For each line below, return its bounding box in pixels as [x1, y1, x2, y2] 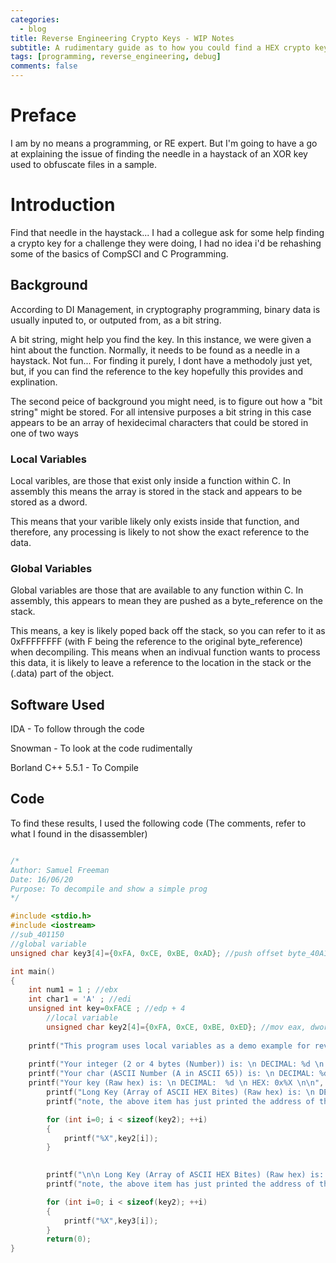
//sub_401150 [10, 930, 65, 940]
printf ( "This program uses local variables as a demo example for [28, 1041, 311, 1051]
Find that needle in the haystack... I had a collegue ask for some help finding [10, 226, 325, 238]
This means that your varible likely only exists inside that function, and [10, 515, 300, 527]
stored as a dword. [10, 496, 88, 508]
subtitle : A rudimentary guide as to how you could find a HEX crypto [10, 42, 311, 53]
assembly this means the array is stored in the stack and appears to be [10, 485, 303, 497]
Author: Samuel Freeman [10, 865, 110, 875]
